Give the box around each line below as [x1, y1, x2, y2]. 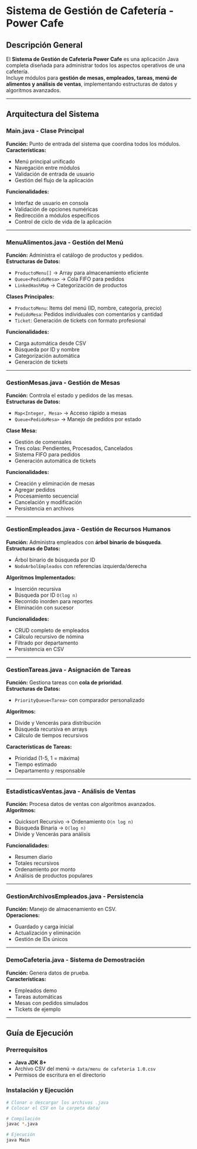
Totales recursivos [14, 859, 60, 867]
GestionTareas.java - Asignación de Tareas [6, 666, 131, 674]
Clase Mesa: [6, 427, 37, 434]
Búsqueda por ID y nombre [14, 345, 80, 353]
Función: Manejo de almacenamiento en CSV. [6, 906, 117, 913]
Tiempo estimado [14, 761, 57, 768]
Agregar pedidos [14, 486, 56, 493]
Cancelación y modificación [14, 499, 82, 506]
